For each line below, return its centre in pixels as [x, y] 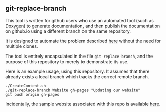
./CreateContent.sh [26, 86]
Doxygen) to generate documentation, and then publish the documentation [82, 26]
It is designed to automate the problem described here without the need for [83, 41]
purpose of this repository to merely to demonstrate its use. [67, 61]
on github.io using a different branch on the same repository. [68, 31]
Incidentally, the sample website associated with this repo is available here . [83, 104]
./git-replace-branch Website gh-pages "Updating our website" [73, 90]
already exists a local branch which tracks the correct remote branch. [77, 76]
